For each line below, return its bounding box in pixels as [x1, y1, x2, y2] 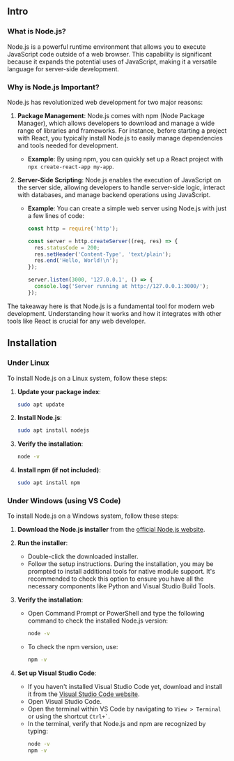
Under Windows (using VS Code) [7, 495, 121, 505]
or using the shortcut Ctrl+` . [27, 712, 110, 720]
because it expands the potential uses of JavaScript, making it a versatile [7, 57, 217, 66]
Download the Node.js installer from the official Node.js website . [17, 526, 205, 534]
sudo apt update [17, 401, 65, 408]
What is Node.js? [7, 27, 66, 36]
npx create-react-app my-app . [27, 162, 114, 171]
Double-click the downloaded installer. [27, 552, 139, 561]
